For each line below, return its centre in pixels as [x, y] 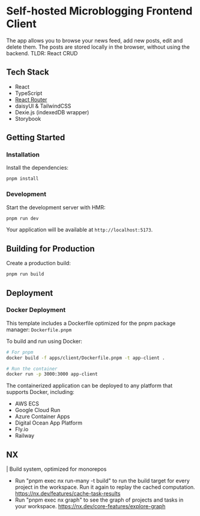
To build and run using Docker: [44, 341]
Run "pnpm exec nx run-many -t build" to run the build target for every [102, 481]
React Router [31, 99]
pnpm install [23, 179]
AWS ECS [27, 404]
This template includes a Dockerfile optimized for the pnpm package [91, 323]
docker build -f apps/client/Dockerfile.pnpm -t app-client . [86, 358]
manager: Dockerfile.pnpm [39, 330]
